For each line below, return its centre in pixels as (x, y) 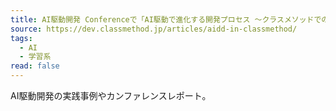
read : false (35, 66)
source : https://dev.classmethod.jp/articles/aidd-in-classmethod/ (154, 29)
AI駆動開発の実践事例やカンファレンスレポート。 (111, 95)
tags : (21, 38)
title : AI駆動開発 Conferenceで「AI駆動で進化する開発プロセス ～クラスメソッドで (166, 19)
